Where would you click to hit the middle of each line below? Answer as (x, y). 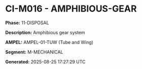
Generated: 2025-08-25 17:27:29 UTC (45, 61)
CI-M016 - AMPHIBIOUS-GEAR (71, 9)
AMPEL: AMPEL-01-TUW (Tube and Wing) (49, 42)
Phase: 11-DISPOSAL (27, 23)
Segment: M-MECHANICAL (34, 52)
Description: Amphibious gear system (45, 32)
